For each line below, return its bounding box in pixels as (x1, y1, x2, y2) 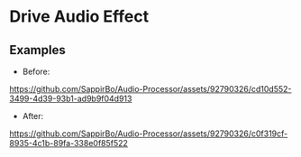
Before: (22, 66, 50, 77)
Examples (9, 42, 66, 58)
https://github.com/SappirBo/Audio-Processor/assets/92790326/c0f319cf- (9, 128, 288, 139)
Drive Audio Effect (9, 6, 150, 27)
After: (22, 111, 44, 121)
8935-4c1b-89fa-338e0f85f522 (9, 138, 129, 148)
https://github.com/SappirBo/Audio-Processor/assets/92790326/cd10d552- (9, 84, 292, 94)
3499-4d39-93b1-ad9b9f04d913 (9, 93, 132, 104)
